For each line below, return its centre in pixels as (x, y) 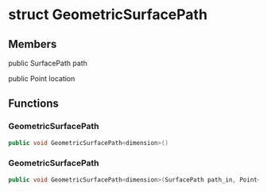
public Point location (42, 78)
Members (33, 44)
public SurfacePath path (48, 63)
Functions (34, 104)
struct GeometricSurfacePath (108, 15)
